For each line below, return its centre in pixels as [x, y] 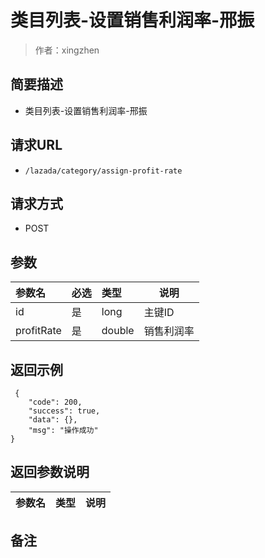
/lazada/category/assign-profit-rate [103, 171]
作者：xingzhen [67, 50]
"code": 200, [55, 402]
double [118, 331]
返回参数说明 [50, 472]
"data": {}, [53, 420]
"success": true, [64, 411]
